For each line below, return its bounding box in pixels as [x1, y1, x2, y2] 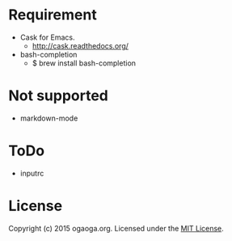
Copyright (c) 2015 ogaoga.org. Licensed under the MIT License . [8, 223, 224, 233]
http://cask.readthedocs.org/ [32, 40, 129, 50]
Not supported [8, 87, 109, 105]
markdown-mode [19, 113, 78, 123]
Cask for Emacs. [19, 32, 75, 42]
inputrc [19, 168, 44, 178]
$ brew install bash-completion [32, 58, 136, 68]
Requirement [8, 6, 97, 24]
